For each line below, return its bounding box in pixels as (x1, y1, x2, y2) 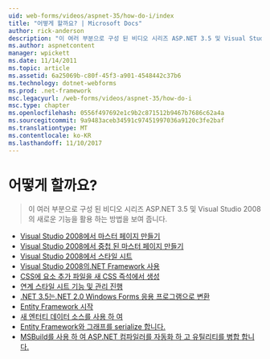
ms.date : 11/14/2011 (8, 57, 78, 65)
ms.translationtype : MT (8, 124, 88, 132)
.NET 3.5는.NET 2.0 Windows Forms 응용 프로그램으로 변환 (19, 291, 211, 302)
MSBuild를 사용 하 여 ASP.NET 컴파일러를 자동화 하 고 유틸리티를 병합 (19, 332, 240, 342)
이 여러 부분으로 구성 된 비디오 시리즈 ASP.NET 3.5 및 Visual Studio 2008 (27, 204, 261, 214)
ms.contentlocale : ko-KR (8, 131, 92, 139)
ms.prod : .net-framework (8, 86, 92, 95)
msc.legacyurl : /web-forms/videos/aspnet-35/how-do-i (8, 94, 193, 102)
